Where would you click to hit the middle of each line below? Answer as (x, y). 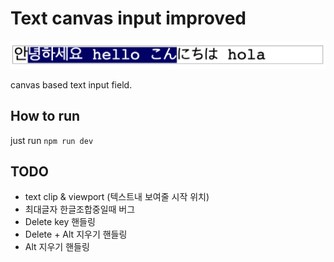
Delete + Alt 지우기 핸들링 (76, 234)
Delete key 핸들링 (60, 222)
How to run (45, 116)
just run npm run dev (52, 140)
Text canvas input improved (128, 18)
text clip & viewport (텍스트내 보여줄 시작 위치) (117, 197)
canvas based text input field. (71, 84)
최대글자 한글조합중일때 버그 (80, 209)
